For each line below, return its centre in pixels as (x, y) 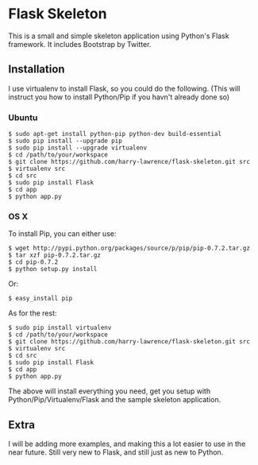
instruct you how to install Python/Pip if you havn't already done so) (119, 97)
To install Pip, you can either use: (62, 234)
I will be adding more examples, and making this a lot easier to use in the (127, 444)
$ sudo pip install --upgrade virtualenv (78, 148)
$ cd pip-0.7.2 (33, 262)
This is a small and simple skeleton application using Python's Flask (119, 36)
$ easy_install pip (40, 299)
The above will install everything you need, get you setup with (110, 391)
